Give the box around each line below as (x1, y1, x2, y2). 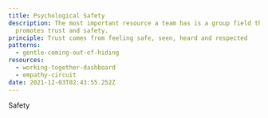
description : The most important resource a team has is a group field (8, 19, 251, 27)
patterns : (8, 41, 41, 49)
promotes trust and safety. (15, 26, 109, 34)
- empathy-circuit (15, 71, 77, 79)
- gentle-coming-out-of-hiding (15, 49, 120, 57)
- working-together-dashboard (15, 64, 116, 72)
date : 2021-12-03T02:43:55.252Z (8, 78, 116, 86)
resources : (8, 57, 45, 65)
